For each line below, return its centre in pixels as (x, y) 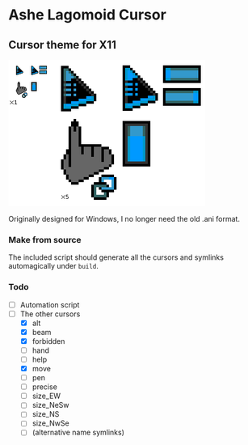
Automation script (50, 304)
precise (45, 387)
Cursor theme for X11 (63, 45)
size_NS (46, 414)
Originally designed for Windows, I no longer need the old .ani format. (124, 219)
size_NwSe (51, 423)
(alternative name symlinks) (78, 432)
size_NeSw (51, 405)
